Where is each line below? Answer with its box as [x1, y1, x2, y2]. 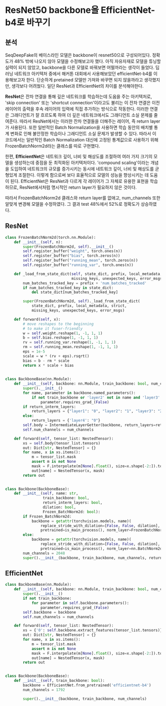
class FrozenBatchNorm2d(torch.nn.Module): [5, 235, 96, 240]
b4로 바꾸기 [5, 17, 51, 28]
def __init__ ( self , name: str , [14, 491, 79, 496]
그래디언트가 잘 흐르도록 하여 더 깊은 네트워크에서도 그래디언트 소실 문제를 [10, 112, 153, 118]
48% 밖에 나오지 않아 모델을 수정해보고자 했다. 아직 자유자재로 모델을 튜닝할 [14, 58, 161, 64]
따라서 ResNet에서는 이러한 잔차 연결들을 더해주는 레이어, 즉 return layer [19, 118, 161, 124]
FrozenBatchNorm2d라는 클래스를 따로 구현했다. [5, 143, 100, 149]
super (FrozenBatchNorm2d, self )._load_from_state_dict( [23, 299, 140, 304]
